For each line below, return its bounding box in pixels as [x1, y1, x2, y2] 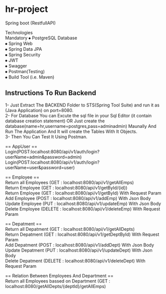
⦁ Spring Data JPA [5, 46, 42, 52]
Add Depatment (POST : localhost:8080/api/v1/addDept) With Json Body [5, 242, 154, 248]
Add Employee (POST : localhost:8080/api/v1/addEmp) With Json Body [5, 195, 151, 201]
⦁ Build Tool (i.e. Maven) [5, 74, 55, 80]
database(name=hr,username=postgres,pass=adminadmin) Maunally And [5, 123, 157, 129]
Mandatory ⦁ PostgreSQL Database [5, 35, 78, 41]
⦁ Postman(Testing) [5, 68, 45, 74]
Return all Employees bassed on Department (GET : [5, 278, 110, 284]
